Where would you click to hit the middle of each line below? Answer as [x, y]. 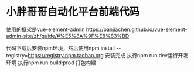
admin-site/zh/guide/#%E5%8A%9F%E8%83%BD [68, 36]
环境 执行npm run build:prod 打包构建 [51, 63]
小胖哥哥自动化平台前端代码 [73, 12]
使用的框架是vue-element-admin [45, 29]
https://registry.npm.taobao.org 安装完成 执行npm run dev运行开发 [108, 55]
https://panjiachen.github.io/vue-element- [137, 29]
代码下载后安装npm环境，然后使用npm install [61, 48]
